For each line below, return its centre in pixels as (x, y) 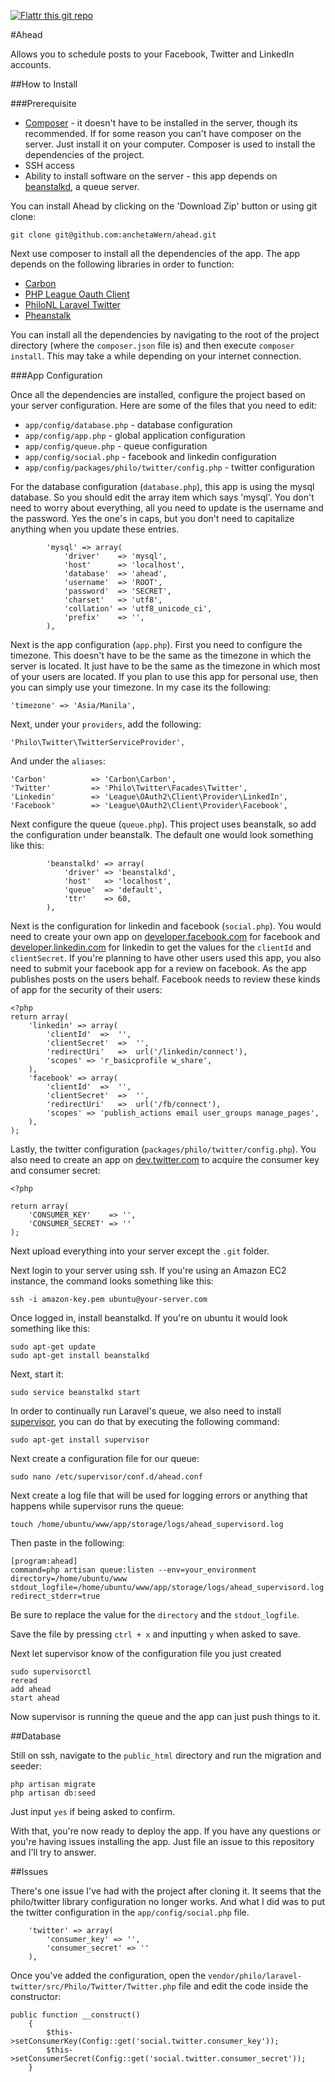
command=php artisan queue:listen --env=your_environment (133, 1570)
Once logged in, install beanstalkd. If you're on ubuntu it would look (149, 1318)
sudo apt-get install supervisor (80, 1440)
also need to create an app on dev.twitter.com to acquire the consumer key (165, 1159)
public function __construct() (75, 2015)
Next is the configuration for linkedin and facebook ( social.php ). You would (166, 926)
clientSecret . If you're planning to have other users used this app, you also (166, 958)
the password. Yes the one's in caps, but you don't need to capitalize (152, 518)
